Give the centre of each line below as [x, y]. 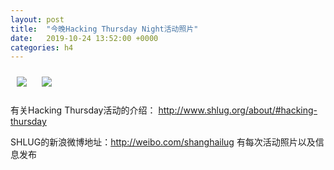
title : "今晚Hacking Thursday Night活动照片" [104, 29]
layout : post [37, 19]
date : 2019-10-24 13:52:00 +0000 [84, 38]
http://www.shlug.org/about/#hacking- [238, 110]
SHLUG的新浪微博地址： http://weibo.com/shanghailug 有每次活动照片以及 [163, 142]
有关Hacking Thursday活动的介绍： [83, 110]
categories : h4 [42, 47]
